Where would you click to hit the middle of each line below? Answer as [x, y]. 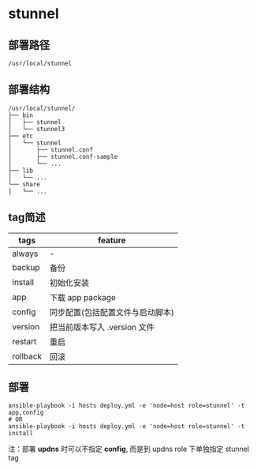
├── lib [21, 171]
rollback [27, 356]
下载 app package [83, 297]
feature [112, 240]
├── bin [21, 115]
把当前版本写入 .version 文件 [102, 327]
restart [24, 341]
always [25, 254]
